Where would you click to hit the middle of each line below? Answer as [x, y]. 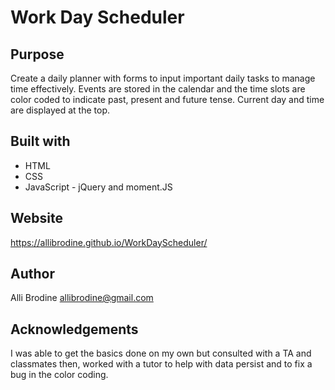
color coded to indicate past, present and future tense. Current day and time [167, 99]
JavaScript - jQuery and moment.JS [98, 187]
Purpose [37, 54]
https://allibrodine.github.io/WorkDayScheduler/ [109, 242]
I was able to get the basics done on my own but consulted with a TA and [161, 353]
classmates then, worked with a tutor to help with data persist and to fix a [161, 364]
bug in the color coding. [59, 375]
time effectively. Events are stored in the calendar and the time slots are [158, 89]
